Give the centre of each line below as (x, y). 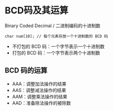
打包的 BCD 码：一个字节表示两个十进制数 (56, 53)
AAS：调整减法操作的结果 (39, 90)
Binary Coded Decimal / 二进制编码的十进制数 (52, 26)
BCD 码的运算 (26, 70)
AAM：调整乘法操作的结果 (39, 96)
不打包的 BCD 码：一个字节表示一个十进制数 (58, 46)
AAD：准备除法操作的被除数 (41, 103)
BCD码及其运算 (37, 10)
